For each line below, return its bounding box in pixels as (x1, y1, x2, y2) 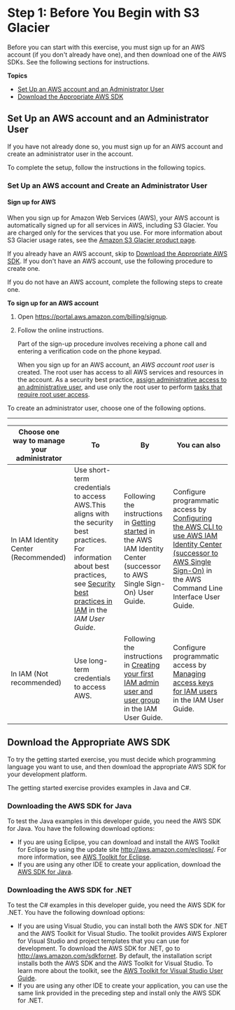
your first (123, 668, 154, 678)
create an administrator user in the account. (7, 149, 134, 158)
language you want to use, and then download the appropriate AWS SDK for (7, 762, 227, 771)
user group (123, 695, 160, 705)
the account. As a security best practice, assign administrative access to (17, 375, 227, 384)
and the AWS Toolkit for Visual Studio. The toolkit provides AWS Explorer (17, 930, 227, 938)
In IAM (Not (10, 668, 49, 678)
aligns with (73, 509, 110, 519)
